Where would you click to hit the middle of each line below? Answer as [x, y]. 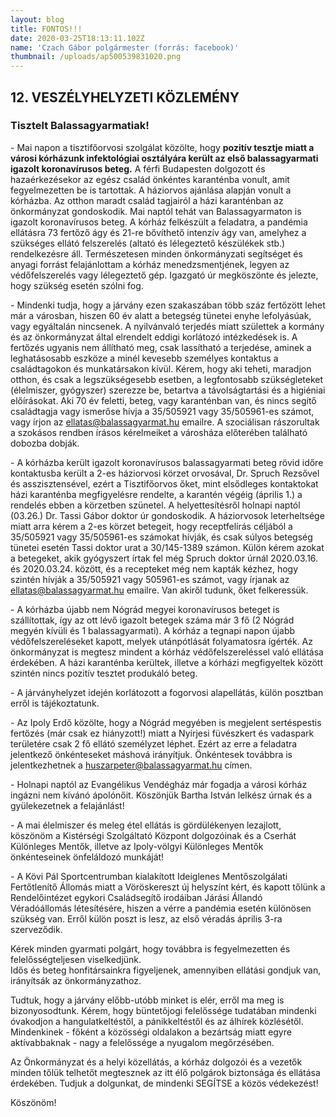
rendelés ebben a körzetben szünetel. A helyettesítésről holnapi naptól [155, 505]
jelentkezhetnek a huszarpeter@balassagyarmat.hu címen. [131, 765]
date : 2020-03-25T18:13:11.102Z [77, 38]
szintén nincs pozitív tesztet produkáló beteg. [104, 673]
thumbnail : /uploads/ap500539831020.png [96, 57]
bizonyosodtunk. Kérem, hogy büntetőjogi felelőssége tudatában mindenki [163, 1010]
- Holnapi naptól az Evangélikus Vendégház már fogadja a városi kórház [159, 784]
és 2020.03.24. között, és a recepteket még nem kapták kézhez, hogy [154, 568]
